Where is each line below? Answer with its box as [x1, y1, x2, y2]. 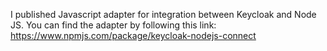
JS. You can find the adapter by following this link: [10, 19, 217, 31]
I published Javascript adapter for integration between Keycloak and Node [10, 9, 317, 20]
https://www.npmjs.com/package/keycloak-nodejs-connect [10, 30, 257, 41]
